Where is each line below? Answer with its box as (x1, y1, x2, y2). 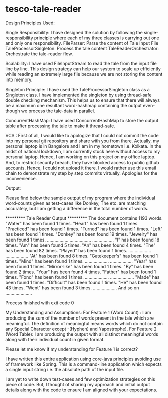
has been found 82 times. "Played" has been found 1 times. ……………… (5, 247, 151, 253)
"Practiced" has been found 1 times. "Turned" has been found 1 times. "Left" (5, 226, 163, 232)
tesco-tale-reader (5, 3, 82, 15)
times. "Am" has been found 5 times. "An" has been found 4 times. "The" (5, 242, 156, 248)
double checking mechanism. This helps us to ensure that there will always (5, 97, 160, 103)
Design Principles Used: (5, 20, 55, 26)
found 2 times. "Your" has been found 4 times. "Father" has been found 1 (5, 269, 156, 275)
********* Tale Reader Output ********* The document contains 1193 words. (5, 215, 163, 221)
